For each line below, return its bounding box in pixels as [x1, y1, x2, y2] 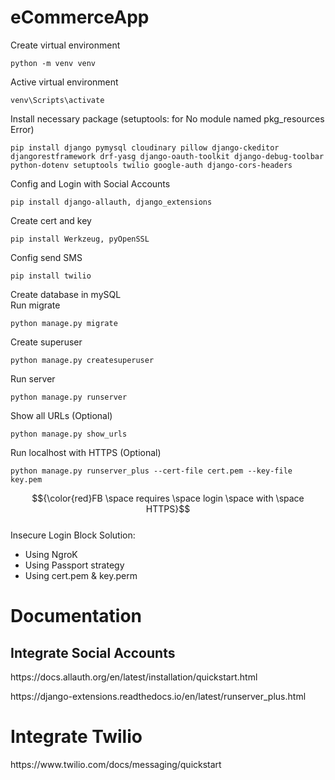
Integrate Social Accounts [10, 644, 176, 661]
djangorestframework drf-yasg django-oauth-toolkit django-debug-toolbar [10, 151, 325, 161]
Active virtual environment [10, 76, 119, 88]
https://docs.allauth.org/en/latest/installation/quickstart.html [10, 671, 258, 683]
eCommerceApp [10, 6, 150, 29]
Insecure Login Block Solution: [10, 529, 136, 541]
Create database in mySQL [10, 288, 122, 300]
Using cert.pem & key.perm [24, 569, 138, 581]
